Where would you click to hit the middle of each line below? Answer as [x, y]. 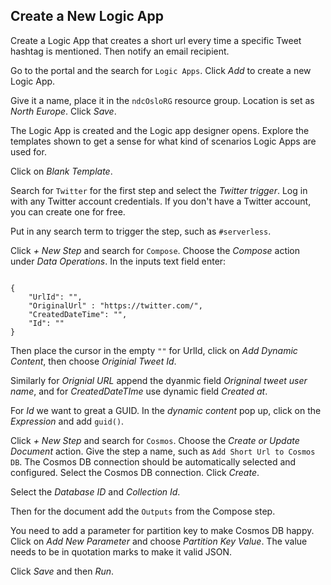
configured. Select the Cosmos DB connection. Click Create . [135, 472]
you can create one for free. [68, 211]
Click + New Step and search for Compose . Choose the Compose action [155, 250]
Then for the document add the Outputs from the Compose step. [143, 511]
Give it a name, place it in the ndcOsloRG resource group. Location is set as [162, 100]
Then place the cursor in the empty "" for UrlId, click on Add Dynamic [154, 350]
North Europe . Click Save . [63, 111]
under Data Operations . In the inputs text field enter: [118, 261]
